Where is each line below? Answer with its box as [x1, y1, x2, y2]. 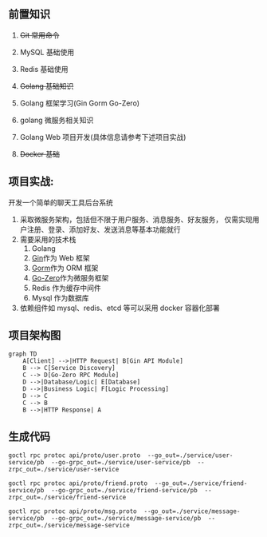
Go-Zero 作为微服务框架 [31, 272, 109, 282]
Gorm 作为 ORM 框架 [31, 263, 99, 272]
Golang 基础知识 [19, 81, 74, 90]
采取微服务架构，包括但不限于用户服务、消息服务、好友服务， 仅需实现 [19, 214, 253, 224]
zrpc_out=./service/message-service [8, 522, 130, 530]
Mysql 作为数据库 [31, 292, 89, 302]
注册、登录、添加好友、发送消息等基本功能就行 [26, 225, 181, 234]
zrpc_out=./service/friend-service [8, 494, 127, 502]
